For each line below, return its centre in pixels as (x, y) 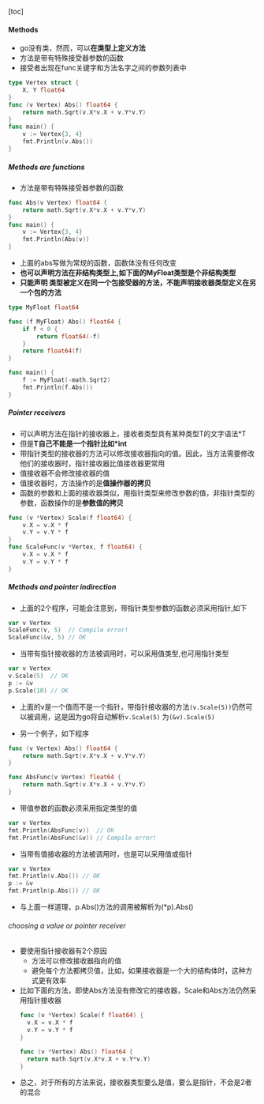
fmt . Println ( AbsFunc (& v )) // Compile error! (82, 838)
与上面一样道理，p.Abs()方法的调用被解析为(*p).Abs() (106, 907)
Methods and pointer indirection (62, 587)
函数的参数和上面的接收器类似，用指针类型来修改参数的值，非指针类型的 (137, 492)
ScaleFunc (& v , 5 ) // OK (47, 638)
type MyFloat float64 (44, 307)
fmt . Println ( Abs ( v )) (56, 239)
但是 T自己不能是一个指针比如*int (73, 443)
